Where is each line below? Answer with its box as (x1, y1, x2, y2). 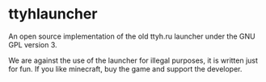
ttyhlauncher (8, 5, 98, 23)
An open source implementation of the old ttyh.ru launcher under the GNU (8, 31, 256, 41)
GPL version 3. (8, 39, 58, 49)
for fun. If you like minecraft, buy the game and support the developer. (8, 64, 243, 73)
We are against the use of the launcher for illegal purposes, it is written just (8, 55, 259, 65)
